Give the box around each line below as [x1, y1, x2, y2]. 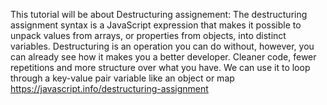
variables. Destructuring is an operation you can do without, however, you [10, 40, 315, 52]
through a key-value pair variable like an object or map [10, 72, 235, 84]
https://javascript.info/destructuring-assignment [10, 83, 209, 94]
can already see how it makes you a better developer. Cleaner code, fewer [10, 51, 317, 63]
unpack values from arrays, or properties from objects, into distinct [10, 30, 287, 41]
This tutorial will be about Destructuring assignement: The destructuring [10, 9, 308, 20]
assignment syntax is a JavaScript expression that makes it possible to [10, 19, 302, 31]
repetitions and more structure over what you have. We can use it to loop [10, 62, 311, 73]
